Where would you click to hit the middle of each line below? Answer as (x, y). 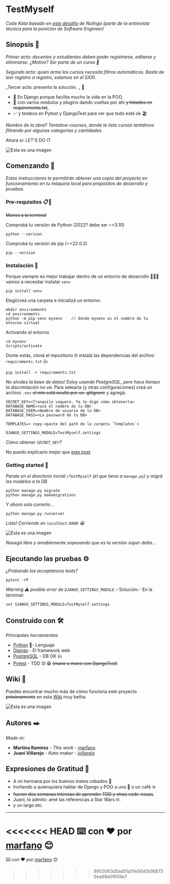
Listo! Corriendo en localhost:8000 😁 (45, 523)
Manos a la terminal (26, 215)
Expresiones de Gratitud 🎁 (48, 769)
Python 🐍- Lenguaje (34, 645)
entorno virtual (23, 323)
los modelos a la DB (26, 482)
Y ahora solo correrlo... (30, 504)
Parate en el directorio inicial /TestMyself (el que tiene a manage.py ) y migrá (84, 476)
